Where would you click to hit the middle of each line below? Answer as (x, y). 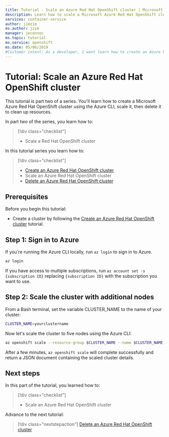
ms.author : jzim (22, 29)
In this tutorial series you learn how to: (45, 151)
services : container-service (36, 19)
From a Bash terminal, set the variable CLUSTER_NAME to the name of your (83, 309)
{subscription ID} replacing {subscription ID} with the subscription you (81, 276)
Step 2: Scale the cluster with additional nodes (80, 297)
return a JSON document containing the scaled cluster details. (70, 358)
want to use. (18, 281)
